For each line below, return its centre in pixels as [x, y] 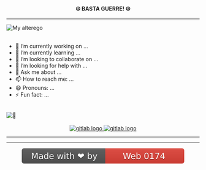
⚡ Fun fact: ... [32, 95]
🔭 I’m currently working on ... [51, 46]
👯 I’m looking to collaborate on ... [57, 59]
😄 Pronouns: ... [35, 88]
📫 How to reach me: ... [44, 79]
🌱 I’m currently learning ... [48, 53]
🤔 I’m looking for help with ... [51, 66]
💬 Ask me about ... [38, 72]
